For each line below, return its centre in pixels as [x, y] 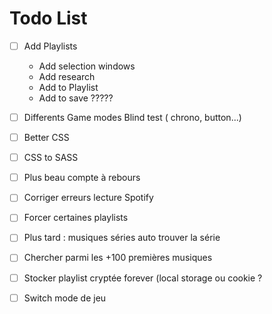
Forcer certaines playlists [76, 218]
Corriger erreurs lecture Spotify [88, 198]
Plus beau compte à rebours [82, 178]
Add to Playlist [68, 87]
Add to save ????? [76, 98]
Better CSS [46, 138]
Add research [67, 76]
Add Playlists [50, 46]
